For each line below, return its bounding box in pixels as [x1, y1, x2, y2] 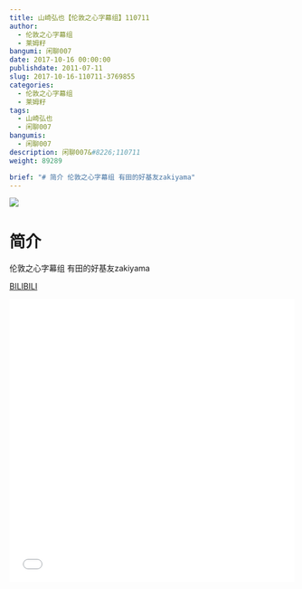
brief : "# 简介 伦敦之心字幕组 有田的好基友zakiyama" [9, 173, 196, 182]
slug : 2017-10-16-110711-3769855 [9, 72, 136, 81]
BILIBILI [9, 281, 38, 292]
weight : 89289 [9, 156, 63, 166]
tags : [9, 106, 30, 115]
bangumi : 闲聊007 [9, 47, 72, 56]
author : [9, 22, 39, 31]
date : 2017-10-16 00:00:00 [9, 55, 111, 64]
